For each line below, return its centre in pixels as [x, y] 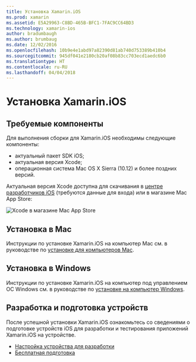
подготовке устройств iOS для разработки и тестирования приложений [97, 328]
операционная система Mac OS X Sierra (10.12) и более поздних [96, 169]
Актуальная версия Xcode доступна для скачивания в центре [85, 186]
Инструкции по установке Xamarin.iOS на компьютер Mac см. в [87, 244]
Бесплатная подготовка [45, 352]
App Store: [19, 199]
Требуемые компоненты [55, 123]
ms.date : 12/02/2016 [32, 45]
